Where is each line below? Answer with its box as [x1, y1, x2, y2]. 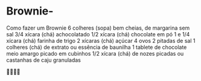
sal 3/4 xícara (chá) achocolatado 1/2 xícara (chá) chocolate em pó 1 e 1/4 [6, 30, 190, 37]
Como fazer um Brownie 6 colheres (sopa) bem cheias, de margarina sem [6, 24, 190, 31]
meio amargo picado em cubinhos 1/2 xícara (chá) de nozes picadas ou [6, 50, 184, 57]
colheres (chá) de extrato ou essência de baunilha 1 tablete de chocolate [6, 44, 187, 51]
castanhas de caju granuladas [6, 56, 81, 63]
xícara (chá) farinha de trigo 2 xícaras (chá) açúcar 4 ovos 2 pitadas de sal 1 [6, 37, 196, 44]
